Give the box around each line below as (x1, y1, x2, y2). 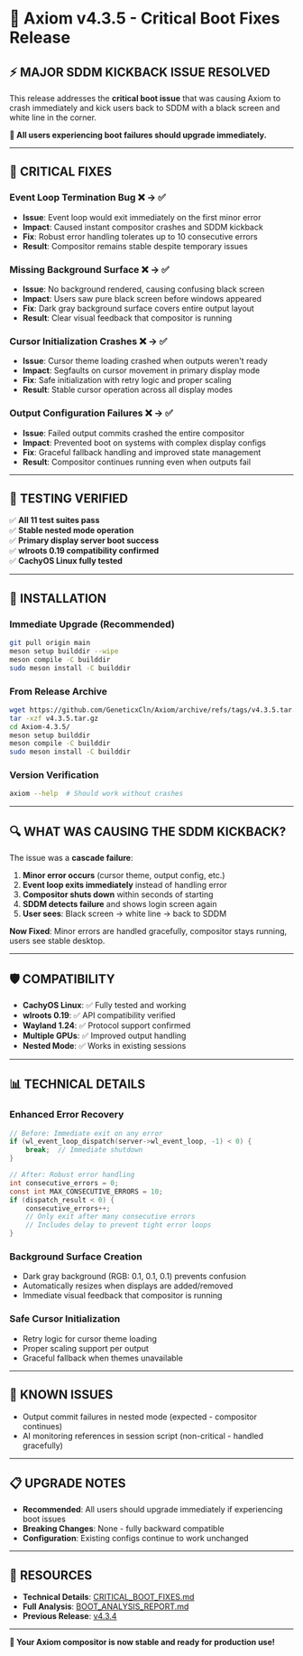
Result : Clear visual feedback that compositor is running (22, 312, 233, 323)
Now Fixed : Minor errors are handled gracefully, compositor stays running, (9, 926, 288, 937)
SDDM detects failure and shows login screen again (22, 899, 217, 910)
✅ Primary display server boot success (9, 535, 160, 546)
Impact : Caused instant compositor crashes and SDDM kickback (22, 221, 263, 232)
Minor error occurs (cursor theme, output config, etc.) (22, 870, 225, 881)
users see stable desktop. (9, 935, 106, 947)
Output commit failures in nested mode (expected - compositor (22, 1411, 258, 1422)
